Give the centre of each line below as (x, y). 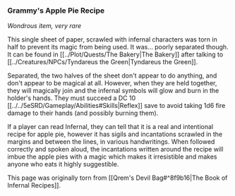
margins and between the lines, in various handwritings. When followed (111, 142)
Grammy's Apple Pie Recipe (56, 11)
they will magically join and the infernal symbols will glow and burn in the (113, 91)
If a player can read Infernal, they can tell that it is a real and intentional (110, 127)
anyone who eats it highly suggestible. (63, 164)
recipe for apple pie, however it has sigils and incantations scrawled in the (115, 134)
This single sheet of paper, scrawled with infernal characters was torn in (112, 39)
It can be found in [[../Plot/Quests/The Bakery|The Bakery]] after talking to (115, 54)
